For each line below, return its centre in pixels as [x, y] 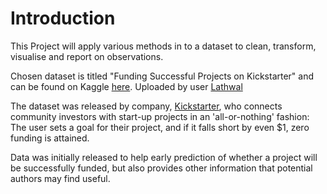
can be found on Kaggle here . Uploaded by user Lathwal [126, 86]
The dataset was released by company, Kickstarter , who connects [146, 106]
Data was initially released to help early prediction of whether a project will [164, 157]
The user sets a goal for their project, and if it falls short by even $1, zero [160, 127]
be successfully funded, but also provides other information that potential [161, 168]
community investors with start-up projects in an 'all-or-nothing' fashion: [160, 116]
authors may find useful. [60, 178]
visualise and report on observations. [87, 56]
